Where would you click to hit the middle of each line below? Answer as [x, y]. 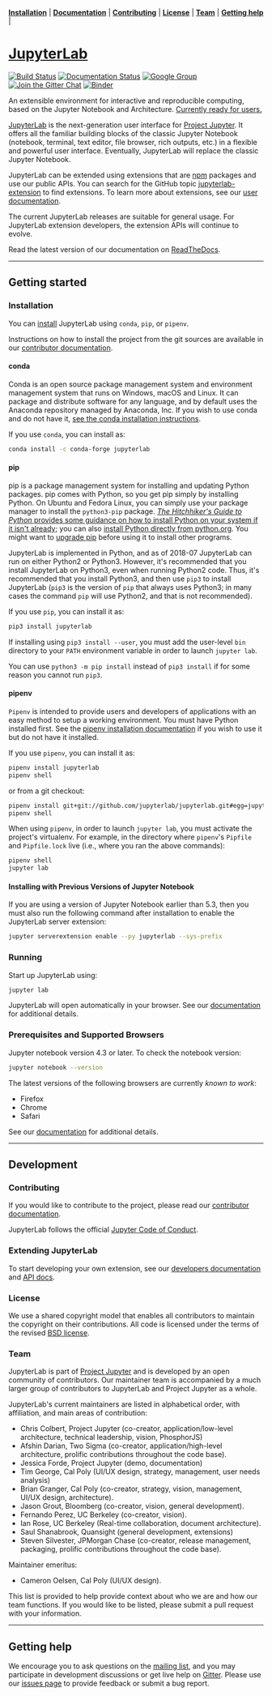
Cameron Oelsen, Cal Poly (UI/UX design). [91, 1581]
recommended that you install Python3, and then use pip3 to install [120, 579]
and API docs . [32, 1277]
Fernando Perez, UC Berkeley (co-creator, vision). [104, 1514]
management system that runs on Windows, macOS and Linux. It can [123, 392]
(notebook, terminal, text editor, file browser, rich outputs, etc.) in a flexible [133, 142]
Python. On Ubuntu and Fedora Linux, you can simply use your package [128, 502]
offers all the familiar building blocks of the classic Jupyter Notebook [123, 133]
